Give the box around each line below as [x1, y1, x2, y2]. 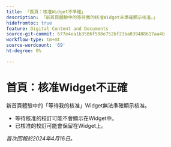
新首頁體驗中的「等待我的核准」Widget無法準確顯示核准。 [6, 101, 151, 109]
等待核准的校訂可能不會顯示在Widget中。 [14, 115, 117, 122]
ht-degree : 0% [6, 48, 42, 54]
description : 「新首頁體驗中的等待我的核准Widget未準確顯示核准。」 [6, 14, 158, 20]
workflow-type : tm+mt [6, 37, 61, 43]
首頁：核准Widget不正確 [6, 80, 128, 94]
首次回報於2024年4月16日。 [6, 134, 76, 142]
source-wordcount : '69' [6, 43, 66, 49]
